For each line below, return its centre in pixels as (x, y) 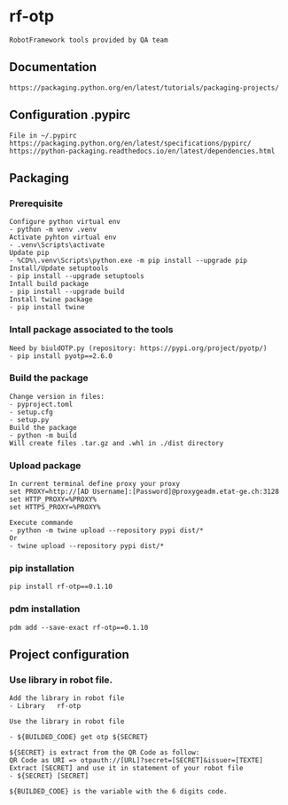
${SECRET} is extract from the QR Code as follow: (105, 753)
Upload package (45, 466)
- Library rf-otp (45, 706)
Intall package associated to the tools (91, 330)
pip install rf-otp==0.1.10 (61, 587)
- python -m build (43, 435)
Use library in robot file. (61, 680)
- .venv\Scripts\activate (57, 245)
